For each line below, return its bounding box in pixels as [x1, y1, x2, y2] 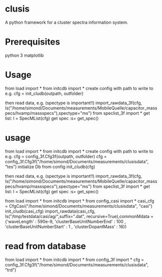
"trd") [5, 267, 16, 273]
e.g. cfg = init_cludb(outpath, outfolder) [5, 91, 84, 96]
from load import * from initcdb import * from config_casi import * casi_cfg [5, 198, 154, 204]
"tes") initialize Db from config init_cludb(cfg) [5, 164, 96, 169]
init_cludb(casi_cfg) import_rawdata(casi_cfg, [5, 208, 96, 214]
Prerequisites [5, 36, 61, 47]
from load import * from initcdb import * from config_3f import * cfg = [5, 257, 144, 262]
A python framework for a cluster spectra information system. [5, 19, 129, 25]
